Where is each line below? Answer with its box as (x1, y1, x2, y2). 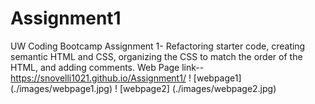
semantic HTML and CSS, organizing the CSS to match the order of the (10, 50, 303, 62)
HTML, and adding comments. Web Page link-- (10, 61, 205, 73)
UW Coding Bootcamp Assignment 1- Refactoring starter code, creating (10, 40, 306, 52)
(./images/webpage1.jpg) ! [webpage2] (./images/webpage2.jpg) (10, 82, 277, 94)
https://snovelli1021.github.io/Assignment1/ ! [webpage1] (10, 72, 242, 84)
